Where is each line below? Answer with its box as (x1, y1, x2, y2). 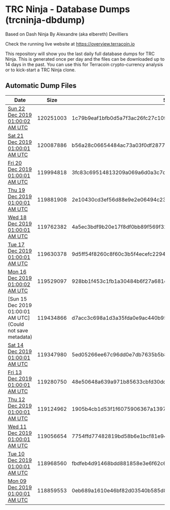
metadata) (8, 333, 32, 340)
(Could (8, 320, 24, 327)
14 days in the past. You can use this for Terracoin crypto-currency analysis (5, 61, 163, 67)
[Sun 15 (8, 295, 27, 302)
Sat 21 (8, 132, 24, 139)
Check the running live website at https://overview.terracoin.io (5, 40, 135, 47)
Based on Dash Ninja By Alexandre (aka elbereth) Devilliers (5, 31, 129, 37)
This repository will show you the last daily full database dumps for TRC (5, 51, 155, 57)
